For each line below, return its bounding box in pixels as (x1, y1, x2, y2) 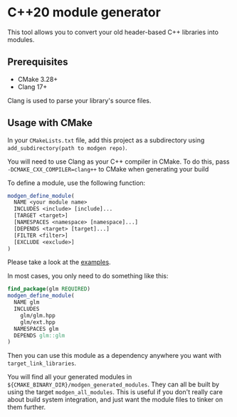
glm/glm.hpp (20, 312, 56, 319)
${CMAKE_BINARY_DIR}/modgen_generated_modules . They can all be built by (7, 380, 219, 389)
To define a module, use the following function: (7, 179, 146, 187)
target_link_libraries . (7, 359, 77, 367)
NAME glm (14, 299, 40, 306)
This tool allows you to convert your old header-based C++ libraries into (7, 28, 219, 36)
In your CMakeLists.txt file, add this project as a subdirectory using (7, 136, 205, 144)
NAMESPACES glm (14, 325, 59, 332)
